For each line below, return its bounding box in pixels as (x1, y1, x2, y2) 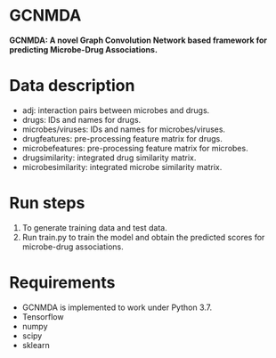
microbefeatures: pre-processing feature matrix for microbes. (21, 142, 248, 153)
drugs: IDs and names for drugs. (21, 114, 142, 125)
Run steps (9, 193, 85, 214)
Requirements (9, 273, 116, 292)
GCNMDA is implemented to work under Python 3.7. (21, 302, 213, 313)
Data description (9, 76, 135, 96)
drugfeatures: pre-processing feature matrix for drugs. (21, 133, 223, 143)
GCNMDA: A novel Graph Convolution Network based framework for (9, 35, 267, 45)
